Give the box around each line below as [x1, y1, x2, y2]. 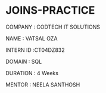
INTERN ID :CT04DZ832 [5, 46, 65, 54]
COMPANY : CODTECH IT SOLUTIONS [5, 23, 101, 30]
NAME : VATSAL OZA [5, 35, 58, 42]
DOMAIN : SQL [5, 58, 42, 65]
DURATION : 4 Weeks [5, 69, 59, 76]
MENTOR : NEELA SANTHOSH [5, 81, 80, 88]
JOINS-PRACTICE [5, 4, 95, 17]
